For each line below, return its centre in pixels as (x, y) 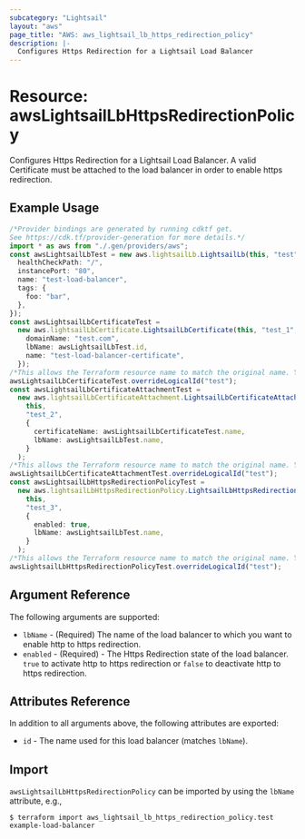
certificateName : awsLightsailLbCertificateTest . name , (139, 431)
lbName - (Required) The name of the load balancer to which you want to (157, 634)
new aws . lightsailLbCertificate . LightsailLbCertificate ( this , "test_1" (156, 331)
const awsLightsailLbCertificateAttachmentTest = (105, 390)
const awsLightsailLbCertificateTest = (85, 322)
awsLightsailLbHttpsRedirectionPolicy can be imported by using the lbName (152, 792)
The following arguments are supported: (85, 617)
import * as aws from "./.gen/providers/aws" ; (99, 246)
